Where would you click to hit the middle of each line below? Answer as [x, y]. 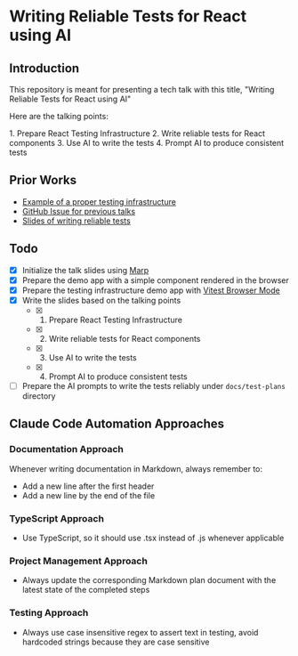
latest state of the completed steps [86, 590]
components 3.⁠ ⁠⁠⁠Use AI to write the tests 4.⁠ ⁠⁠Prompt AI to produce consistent [147, 143]
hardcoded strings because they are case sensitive [116, 642]
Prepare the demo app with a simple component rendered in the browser [155, 280]
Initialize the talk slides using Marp [85, 270]
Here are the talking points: [59, 116]
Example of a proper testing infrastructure [99, 201]
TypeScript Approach [57, 518]
